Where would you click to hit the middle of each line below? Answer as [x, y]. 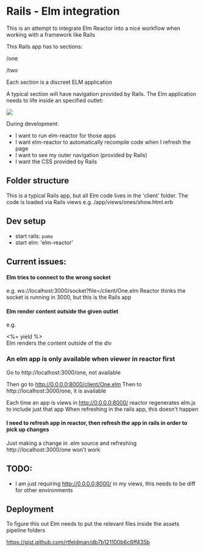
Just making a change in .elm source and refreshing [72, 443]
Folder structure [38, 181]
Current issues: [37, 261]
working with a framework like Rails [51, 34]
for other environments [44, 490]
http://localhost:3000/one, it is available [56, 391]
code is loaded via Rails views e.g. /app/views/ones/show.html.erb [90, 202]
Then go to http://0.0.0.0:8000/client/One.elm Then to [74, 384]
